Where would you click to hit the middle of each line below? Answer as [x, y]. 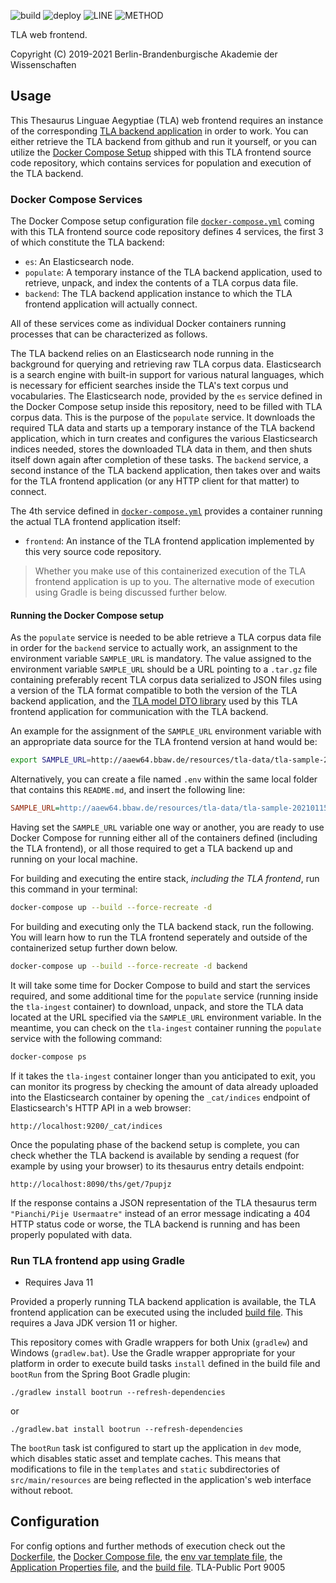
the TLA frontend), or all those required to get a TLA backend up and [151, 849]
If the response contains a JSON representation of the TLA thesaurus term [163, 1202]
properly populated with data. [71, 1234]
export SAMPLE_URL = [51, 760]
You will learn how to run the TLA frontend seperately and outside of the [159, 937]
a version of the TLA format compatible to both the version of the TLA [154, 691]
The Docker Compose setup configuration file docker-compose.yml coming [162, 221]
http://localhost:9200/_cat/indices [86, 1126]
